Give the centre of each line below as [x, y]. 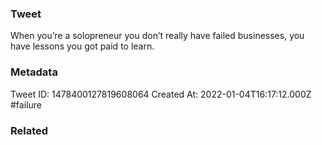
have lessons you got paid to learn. [82, 46]
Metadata [34, 72]
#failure [26, 104]
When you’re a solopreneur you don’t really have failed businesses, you [157, 36]
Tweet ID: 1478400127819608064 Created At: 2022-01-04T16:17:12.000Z [161, 94]
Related [29, 130]
